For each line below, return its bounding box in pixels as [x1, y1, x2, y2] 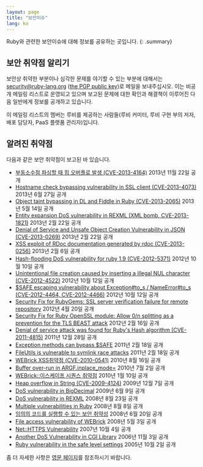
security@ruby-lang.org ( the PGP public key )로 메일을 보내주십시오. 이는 [6, 83, 185, 90]
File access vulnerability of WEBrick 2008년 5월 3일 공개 [15, 418, 157, 425]
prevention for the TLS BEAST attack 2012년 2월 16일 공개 [15, 319, 160, 327]
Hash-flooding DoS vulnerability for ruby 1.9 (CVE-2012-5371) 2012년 [15, 255, 190, 262]
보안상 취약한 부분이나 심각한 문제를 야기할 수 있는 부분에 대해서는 [6, 75, 163, 83]
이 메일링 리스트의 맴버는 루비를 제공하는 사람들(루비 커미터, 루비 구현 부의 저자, [6, 111, 196, 118]
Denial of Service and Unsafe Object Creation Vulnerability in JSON [15, 226, 185, 233]
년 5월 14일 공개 [15, 205, 54, 212]
